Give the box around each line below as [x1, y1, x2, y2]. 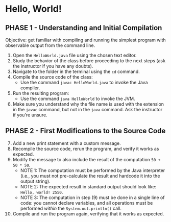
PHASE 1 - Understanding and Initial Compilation [5, 23, 162, 32]
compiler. [20, 85, 40, 91]
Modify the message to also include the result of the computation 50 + [12, 156, 161, 162]
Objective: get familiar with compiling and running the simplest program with [5, 37, 166, 43]
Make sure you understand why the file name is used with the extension [12, 101, 164, 107]
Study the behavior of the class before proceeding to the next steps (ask [12, 58, 166, 64]
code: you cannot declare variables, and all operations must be [20, 200, 153, 206]
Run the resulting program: [12, 90, 69, 96]
